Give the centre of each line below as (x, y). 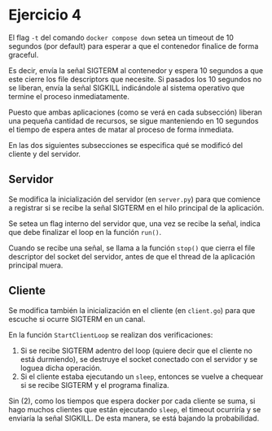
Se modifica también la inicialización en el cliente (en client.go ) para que (132, 310)
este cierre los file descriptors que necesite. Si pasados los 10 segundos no (135, 79)
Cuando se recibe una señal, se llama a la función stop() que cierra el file (132, 248)
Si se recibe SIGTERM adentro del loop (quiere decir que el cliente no (136, 350)
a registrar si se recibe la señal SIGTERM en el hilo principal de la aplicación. (136, 207)
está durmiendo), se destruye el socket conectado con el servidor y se (139, 359)
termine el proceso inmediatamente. (69, 96)
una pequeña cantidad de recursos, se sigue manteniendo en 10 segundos (134, 120)
